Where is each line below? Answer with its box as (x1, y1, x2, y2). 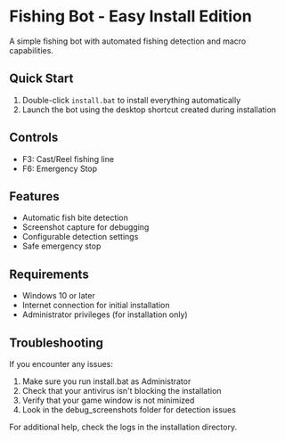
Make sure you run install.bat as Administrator (21, 376, 191, 387)
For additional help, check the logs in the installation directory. (9, 421, 238, 432)
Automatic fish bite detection (21, 212, 129, 224)
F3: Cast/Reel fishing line (21, 153, 114, 164)
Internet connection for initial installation (21, 300, 170, 311)
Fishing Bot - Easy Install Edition (9, 6, 252, 27)
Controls (9, 130, 59, 145)
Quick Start (9, 71, 74, 86)
